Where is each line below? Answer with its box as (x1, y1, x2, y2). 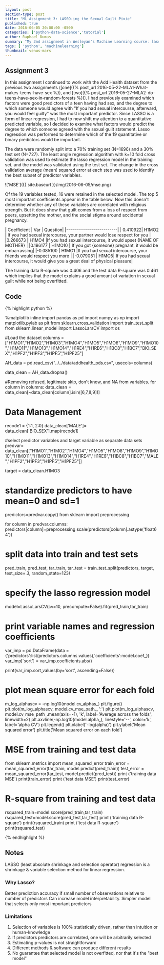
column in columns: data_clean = (5, 384, 72, 390)
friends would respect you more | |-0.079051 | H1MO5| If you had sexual (5, 253, 150, 259)
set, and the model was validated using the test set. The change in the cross (5, 162, 159, 168)
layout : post (5, 7, 32, 12)
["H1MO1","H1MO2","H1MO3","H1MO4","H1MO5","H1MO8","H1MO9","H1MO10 (5, 340, 159, 346)
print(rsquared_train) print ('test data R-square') (22, 820, 119, 826)
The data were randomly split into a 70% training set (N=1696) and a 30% (5, 146, 154, 152)
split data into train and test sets (5, 549, 138, 560)
